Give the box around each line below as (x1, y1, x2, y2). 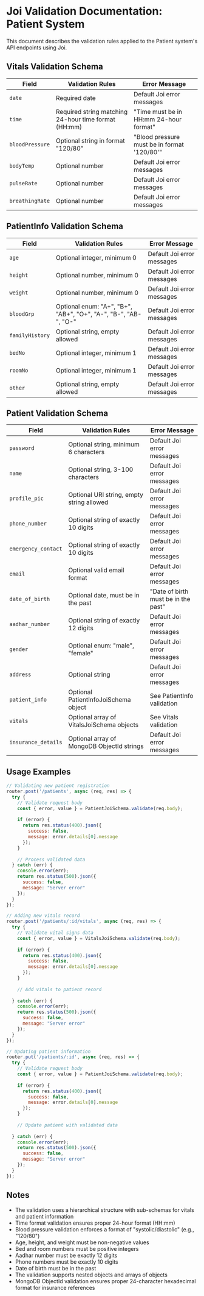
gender (9, 646, 29, 653)
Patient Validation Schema (6, 408, 108, 418)
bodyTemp (9, 162, 35, 169)
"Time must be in (133, 107, 182, 116)
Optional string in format (55, 136, 126, 144)
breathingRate (9, 197, 50, 204)
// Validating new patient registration (6, 783, 110, 789)
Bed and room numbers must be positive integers (15, 1245, 139, 1252)
